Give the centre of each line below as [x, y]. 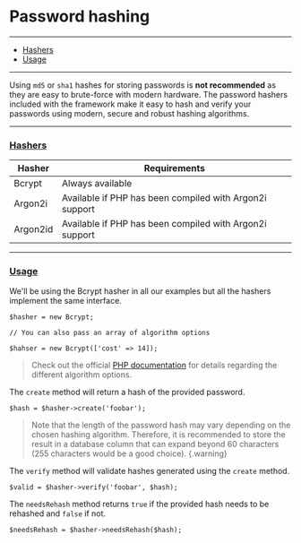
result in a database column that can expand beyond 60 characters [155, 444]
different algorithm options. [82, 375]
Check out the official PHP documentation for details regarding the [154, 365]
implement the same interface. [66, 300]
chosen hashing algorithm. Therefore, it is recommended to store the [158, 434]
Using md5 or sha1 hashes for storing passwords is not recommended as [142, 85]
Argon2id [34, 229]
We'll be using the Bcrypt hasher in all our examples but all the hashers [140, 291]
